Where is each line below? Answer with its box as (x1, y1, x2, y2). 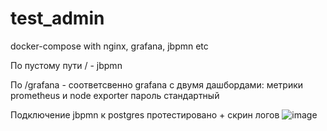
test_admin (10, 7, 105, 30)
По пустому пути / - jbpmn (10, 59, 123, 71)
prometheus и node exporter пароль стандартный (10, 89, 220, 101)
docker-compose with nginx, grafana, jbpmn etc (10, 40, 209, 52)
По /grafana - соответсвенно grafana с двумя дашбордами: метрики (10, 78, 304, 91)
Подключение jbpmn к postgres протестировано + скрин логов (10, 108, 280, 121)
